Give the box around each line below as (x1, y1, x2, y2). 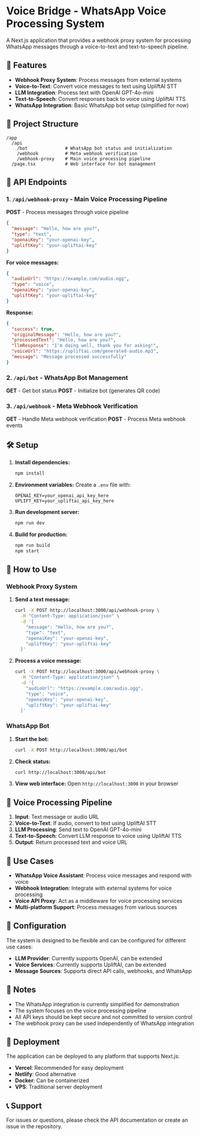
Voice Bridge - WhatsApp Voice (6, 4, 167, 18)
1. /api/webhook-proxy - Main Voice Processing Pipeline (6, 195, 168, 203)
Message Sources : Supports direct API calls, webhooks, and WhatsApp (14, 967, 192, 975)
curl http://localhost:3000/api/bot (14, 769, 106, 775)
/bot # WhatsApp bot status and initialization (17, 145, 172, 151)
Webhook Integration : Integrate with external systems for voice (14, 884, 172, 892)
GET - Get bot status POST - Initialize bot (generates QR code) (6, 387, 161, 394)
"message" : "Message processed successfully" (11, 354, 127, 360)
